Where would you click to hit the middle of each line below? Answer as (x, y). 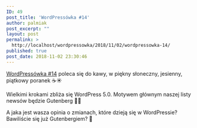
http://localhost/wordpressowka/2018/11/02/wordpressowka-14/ (91, 46)
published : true (26, 51)
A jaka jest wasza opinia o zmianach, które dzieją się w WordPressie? (92, 112)
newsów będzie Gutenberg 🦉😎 (44, 100)
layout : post (23, 34)
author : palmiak (26, 23)
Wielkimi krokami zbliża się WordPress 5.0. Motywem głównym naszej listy (98, 94)
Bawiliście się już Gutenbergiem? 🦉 (50, 118)
